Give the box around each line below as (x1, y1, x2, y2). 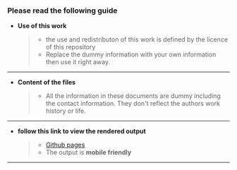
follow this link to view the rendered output (17, 127, 146, 135)
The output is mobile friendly (45, 148, 132, 157)
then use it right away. (45, 58, 111, 66)
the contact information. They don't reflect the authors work (45, 99, 221, 108)
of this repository (45, 43, 96, 51)
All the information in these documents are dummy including (45, 92, 221, 100)
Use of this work (17, 22, 67, 30)
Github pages (45, 140, 85, 150)
